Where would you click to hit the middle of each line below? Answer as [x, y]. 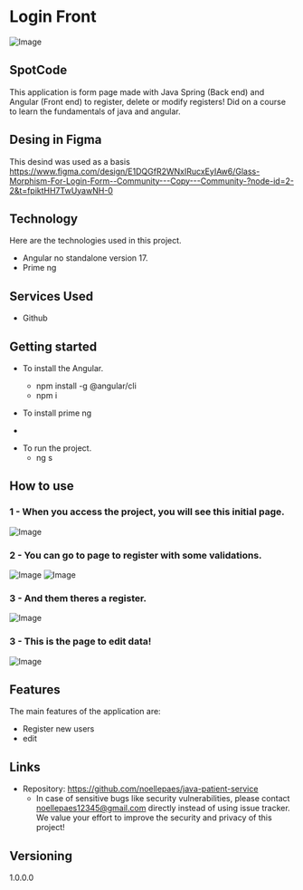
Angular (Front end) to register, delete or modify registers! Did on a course [148, 101]
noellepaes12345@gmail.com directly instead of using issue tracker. [163, 809]
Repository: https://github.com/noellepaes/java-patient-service [140, 789]
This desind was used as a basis [70, 161]
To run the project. [57, 448]
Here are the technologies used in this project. [96, 241]
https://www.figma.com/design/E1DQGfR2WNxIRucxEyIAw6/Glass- [135, 171]
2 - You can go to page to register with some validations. [136, 555]
